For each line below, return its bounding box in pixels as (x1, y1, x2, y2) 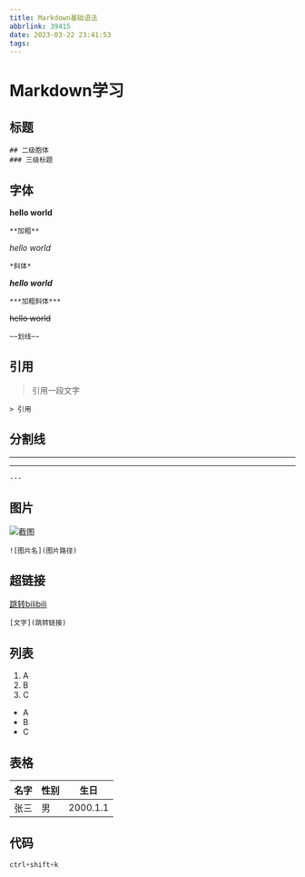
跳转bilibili (9, 599, 47, 610)
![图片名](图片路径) (9, 546, 78, 555)
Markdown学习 (9, 81, 124, 101)
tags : (9, 38, 30, 48)
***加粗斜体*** (9, 297, 62, 306)
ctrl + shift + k (9, 860, 59, 869)
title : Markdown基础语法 (9, 13, 98, 23)
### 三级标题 (9, 155, 54, 164)
